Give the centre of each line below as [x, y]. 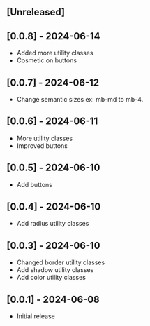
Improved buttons [42, 145]
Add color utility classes [51, 278]
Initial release [36, 316]
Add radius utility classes [53, 224]
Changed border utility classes [61, 262]
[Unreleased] [36, 12]
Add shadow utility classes [55, 270]
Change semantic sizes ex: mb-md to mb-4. [80, 100]
